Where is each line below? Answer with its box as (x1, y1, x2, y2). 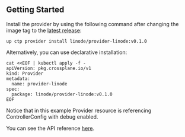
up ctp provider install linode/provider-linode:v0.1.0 (6, 38, 147, 44)
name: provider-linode (11, 81, 68, 87)
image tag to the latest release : (6, 27, 82, 34)
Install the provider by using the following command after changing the (6, 20, 179, 27)
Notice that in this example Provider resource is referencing (6, 107, 152, 114)
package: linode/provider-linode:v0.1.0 (11, 91, 113, 97)
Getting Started (6, 5, 65, 15)
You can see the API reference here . (6, 125, 95, 132)
